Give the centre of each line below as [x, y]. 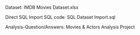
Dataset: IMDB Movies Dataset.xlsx [42, 7]
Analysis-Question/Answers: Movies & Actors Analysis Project [70, 27]
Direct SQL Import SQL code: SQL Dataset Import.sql [60, 17]
